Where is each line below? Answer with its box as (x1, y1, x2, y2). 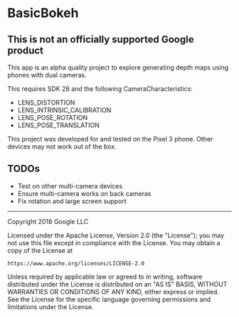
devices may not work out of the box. (7, 142, 117, 151)
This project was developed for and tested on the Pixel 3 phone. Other (7, 135, 213, 143)
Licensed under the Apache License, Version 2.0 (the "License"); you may (7, 231, 225, 240)
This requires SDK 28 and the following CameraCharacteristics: (7, 85, 193, 93)
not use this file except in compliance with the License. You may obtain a (7, 238, 221, 247)
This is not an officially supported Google (7, 33, 194, 45)
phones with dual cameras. (7, 71, 87, 79)
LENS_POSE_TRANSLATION (17, 121, 100, 129)
